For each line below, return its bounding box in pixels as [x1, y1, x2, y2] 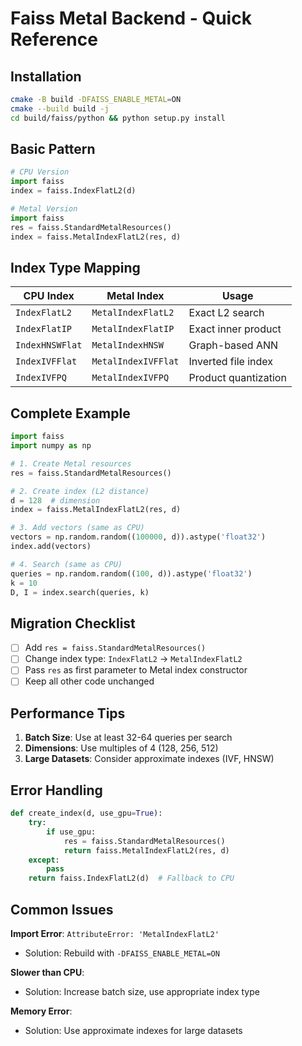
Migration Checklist [10, 615, 136, 632]
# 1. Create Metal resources [10, 458, 132, 469]
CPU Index [23, 289, 75, 303]
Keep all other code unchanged [24, 675, 155, 687]
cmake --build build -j [10, 103, 110, 114]
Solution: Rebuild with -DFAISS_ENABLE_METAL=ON [24, 947, 220, 959]
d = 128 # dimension [10, 495, 101, 506]
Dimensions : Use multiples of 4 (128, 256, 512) [24, 742, 219, 754]
